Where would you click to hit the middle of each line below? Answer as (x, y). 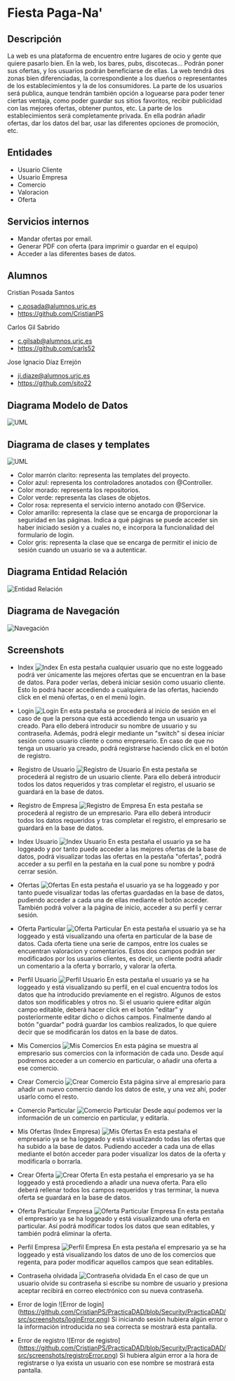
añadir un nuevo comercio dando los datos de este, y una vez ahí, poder (122, 1089)
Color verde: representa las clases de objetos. (84, 498)
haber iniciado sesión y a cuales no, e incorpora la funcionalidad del (116, 528)
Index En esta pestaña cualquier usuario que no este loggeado (120, 667)
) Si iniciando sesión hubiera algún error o (168, 1319)
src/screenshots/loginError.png (62, 1319)
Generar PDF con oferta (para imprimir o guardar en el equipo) (108, 246)
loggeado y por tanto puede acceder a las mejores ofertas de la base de (122, 849)
